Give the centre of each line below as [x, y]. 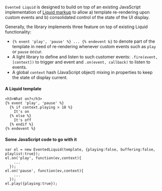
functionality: [18, 32]
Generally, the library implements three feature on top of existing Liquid [76, 27]
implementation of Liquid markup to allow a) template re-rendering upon [77, 12]
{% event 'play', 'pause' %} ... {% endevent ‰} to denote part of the [83, 41]
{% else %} [20, 116]
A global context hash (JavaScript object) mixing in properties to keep [82, 72]
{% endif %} [22, 124]
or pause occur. [27, 52]
